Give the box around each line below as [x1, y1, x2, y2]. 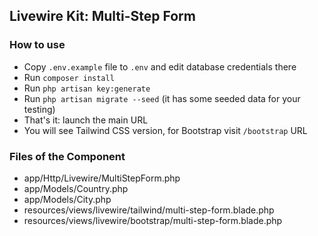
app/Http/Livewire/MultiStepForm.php [23, 172, 181, 184]
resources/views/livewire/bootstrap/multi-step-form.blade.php [23, 214, 283, 226]
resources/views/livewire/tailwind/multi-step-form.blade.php [23, 204, 275, 216]
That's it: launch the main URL [23, 114, 149, 126]
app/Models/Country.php [23, 182, 129, 194]
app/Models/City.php [23, 193, 112, 205]
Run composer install [23, 71, 115, 83]
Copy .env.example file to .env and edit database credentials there [23, 60, 297, 73]
